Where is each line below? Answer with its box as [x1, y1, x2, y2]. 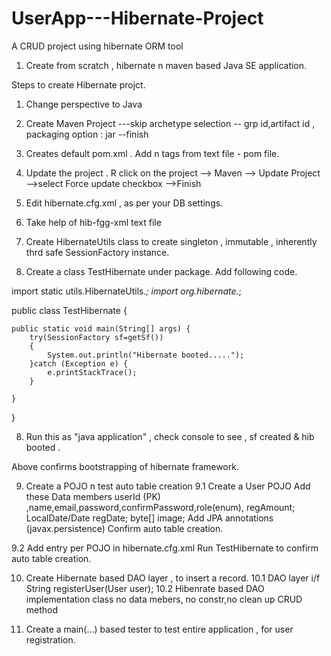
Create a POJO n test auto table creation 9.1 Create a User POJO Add [25, 480, 311, 492]
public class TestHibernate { [11, 304, 128, 316]
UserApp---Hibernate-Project [11, 7, 264, 30]
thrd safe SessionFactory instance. [25, 246, 170, 258]
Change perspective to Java [25, 98, 143, 110]
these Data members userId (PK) [25, 490, 161, 502]
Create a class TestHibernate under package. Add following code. [25, 265, 298, 277]
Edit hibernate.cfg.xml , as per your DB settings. [25, 197, 224, 209]
